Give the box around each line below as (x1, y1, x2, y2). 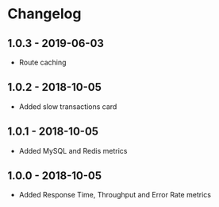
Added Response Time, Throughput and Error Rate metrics (18, 190, 212, 200)
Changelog (7, 5, 82, 23)
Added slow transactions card (18, 101, 117, 111)
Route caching (18, 57, 67, 67)
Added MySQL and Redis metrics (18, 146, 128, 155)
